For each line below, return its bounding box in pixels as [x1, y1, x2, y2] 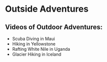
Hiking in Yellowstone [12, 41, 56, 47]
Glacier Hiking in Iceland [12, 51, 62, 57]
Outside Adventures [5, 3, 89, 15]
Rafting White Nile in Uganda [12, 46, 70, 52]
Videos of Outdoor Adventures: [5, 23, 103, 31]
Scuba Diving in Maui [12, 36, 55, 41]
